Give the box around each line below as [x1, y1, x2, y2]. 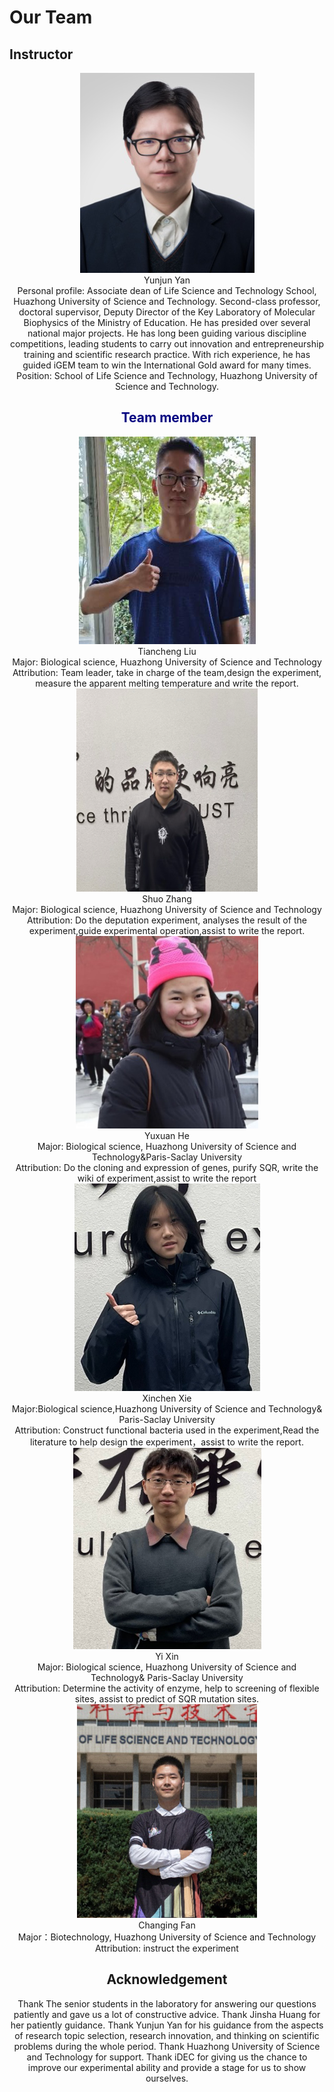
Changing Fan [138, 1919, 196, 1931]
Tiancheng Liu [137, 645, 197, 657]
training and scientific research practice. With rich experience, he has [23, 349, 311, 360]
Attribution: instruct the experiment [95, 1942, 239, 1954]
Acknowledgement [106, 1971, 228, 1988]
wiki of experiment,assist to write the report [77, 1172, 257, 1184]
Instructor [9, 46, 74, 63]
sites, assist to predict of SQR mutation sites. [74, 1692, 260, 1705]
